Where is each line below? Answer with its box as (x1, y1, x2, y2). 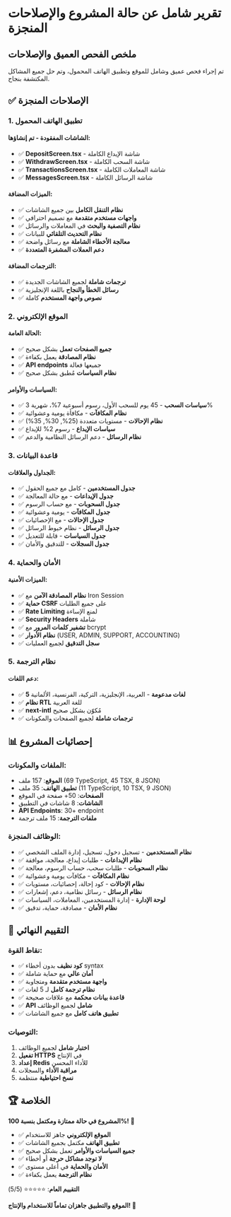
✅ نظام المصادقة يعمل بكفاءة (18, 353, 96, 361)
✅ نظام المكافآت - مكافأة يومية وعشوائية (18, 408, 127, 418)
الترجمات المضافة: (8, 261, 57, 270)
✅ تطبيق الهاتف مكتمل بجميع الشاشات (18, 1139, 120, 1147)
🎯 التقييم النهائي (8, 924, 69, 936)
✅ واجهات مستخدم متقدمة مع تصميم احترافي (18, 213, 137, 222)
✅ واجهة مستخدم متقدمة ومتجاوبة (18, 977, 107, 986)
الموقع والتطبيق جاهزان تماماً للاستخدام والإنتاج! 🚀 (8, 1201, 136, 1210)
